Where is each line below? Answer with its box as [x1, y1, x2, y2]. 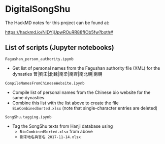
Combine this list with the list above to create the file [12, 100, 119, 106]
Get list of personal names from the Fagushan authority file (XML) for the [12, 65, 160, 71]
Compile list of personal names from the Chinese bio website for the [12, 89, 151, 95]
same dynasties [12, 94, 44, 100]
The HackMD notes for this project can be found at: [5, 20, 110, 26]
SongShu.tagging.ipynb [5, 115, 52, 119]
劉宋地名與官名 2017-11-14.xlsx [19, 134, 81, 140]
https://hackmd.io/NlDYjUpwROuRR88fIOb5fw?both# [5, 29, 113, 35]
